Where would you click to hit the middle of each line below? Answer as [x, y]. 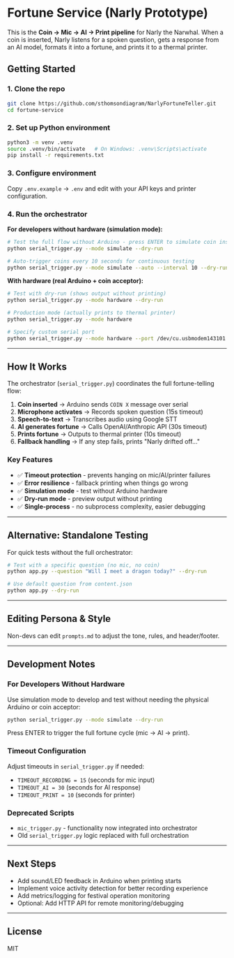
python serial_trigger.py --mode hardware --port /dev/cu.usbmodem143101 [117, 338]
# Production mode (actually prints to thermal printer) [92, 313]
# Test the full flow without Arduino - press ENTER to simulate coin [112, 242]
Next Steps [32, 864]
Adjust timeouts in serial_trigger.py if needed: [76, 766]
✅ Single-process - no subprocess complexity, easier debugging [111, 506]
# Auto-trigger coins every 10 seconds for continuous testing [101, 261]
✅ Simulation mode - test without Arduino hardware [92, 491]
